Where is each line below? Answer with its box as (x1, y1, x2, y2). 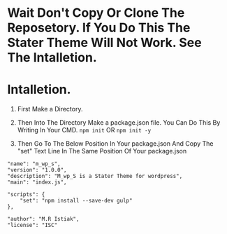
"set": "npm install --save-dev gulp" (20, 198, 133, 205)
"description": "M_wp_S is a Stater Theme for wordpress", (7, 173, 183, 180)
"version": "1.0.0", (7, 167, 68, 174)
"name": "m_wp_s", (7, 160, 61, 167)
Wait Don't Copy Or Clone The (7, 5, 185, 21)
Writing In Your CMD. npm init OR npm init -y (17, 126, 152, 135)
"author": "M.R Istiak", (7, 216, 80, 223)
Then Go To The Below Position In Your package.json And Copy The (17, 139, 214, 148)
